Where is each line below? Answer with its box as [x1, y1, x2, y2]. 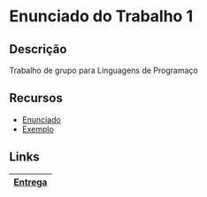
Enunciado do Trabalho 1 [9, 6, 193, 27]
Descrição [9, 42, 67, 57]
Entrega [13, 176, 48, 188]
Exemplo [21, 123, 55, 134]
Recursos [9, 91, 64, 106]
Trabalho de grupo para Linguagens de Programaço [9, 65, 199, 75]
